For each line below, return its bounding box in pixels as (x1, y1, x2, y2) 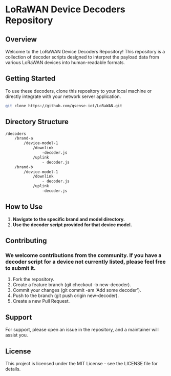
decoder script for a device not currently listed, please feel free (5, 258, 166, 265)
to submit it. (5, 265, 36, 271)
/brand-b (14, 164, 33, 170)
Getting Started (5, 74, 56, 83)
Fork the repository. (12, 276, 55, 283)
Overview (5, 35, 37, 44)
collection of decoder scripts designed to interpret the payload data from (5, 54, 160, 60)
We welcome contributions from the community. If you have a (5, 252, 162, 259)
